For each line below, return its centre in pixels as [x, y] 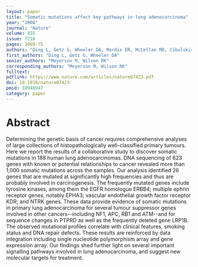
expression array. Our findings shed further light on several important [90, 245]
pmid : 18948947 [25, 88]
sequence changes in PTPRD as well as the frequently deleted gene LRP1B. [98, 220]
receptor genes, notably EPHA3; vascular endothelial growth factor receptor [98, 195]
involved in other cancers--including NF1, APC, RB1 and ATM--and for [91, 214]
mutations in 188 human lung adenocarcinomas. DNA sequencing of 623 [94, 158]
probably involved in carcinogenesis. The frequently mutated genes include [98, 182]
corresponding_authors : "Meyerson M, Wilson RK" [67, 66]
